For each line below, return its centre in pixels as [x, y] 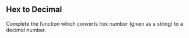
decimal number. [26, 30]
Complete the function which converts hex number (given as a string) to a [95, 23]
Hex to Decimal [34, 10]
